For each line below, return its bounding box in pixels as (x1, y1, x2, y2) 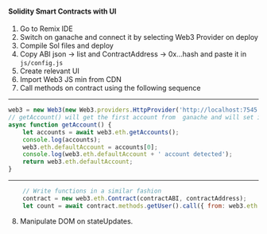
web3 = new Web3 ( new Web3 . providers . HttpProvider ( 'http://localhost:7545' (8, 106, 261, 115)
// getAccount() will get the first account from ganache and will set (8, 114, 254, 122)
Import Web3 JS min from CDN (19, 75, 122, 84)
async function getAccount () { (8, 120, 112, 129)
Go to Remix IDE (19, 24, 73, 33)
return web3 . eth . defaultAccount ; (22, 158, 133, 166)
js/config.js (19, 60, 64, 68)
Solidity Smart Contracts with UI (8, 6, 117, 16)
